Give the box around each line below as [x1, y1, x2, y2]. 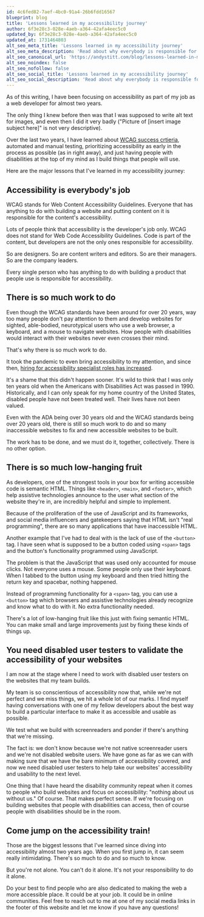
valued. [6, 402, 25, 409]
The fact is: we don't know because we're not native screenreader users [6, 745, 188, 752]
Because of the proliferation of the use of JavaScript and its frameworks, [6, 509, 189, 516]
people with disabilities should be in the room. [6, 808, 121, 815]
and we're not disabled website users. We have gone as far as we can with [6, 751, 193, 759]
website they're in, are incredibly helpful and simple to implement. [6, 498, 171, 505]
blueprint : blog [6, 15, 47, 21]
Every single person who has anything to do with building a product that [6, 268, 186, 276]
